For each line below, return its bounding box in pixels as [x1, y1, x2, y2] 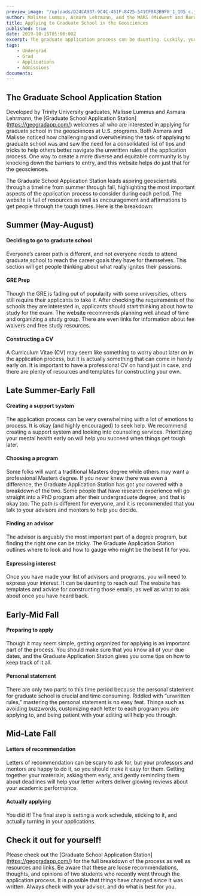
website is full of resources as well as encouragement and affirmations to [6, 196, 187, 204]
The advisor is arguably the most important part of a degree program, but [6, 533, 187, 540]
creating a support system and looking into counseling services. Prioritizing [6, 428, 193, 435]
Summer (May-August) [6, 220, 94, 230]
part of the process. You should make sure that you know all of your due [6, 646, 184, 653]
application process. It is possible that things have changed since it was [6, 876, 184, 883]
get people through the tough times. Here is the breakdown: [6, 203, 154, 210]
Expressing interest [6, 560, 56, 567]
